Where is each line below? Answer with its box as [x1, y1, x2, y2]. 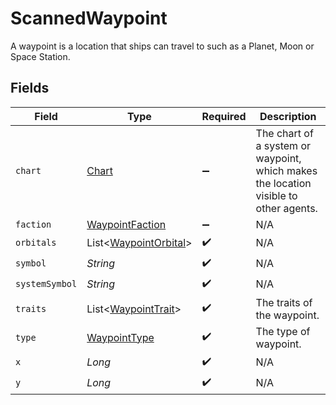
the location [255, 176, 312, 190]
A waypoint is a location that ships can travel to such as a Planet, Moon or [10, 40, 315, 52]
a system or [255, 138, 312, 152]
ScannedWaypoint [10, 7, 168, 30]
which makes [255, 163, 318, 177]
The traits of [255, 295, 313, 309]
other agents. [255, 201, 318, 215]
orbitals [15, 237, 57, 249]
